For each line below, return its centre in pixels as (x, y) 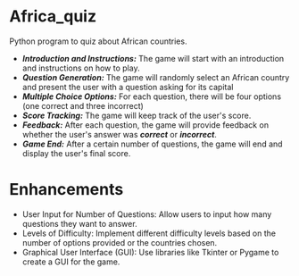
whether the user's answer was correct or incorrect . (119, 134)
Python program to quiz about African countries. (98, 41)
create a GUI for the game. (71, 262)
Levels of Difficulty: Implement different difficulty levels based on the (149, 233)
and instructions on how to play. (81, 68)
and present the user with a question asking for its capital (128, 87)
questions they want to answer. (79, 223)
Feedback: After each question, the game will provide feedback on (145, 125)
